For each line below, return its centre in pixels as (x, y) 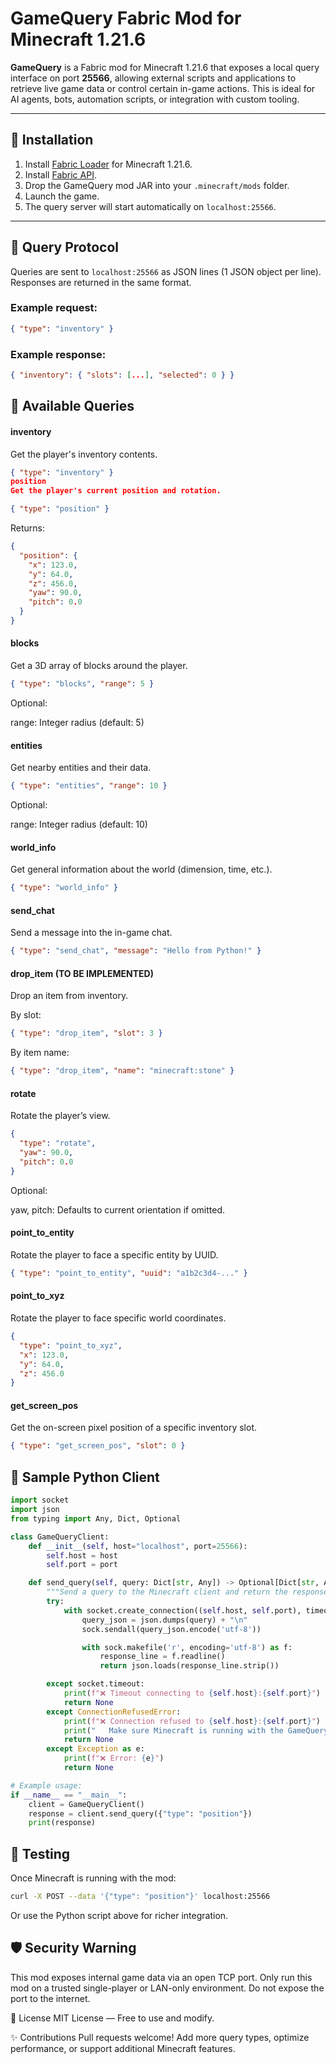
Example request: (54, 308)
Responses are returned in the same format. (101, 282)
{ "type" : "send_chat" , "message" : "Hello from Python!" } (136, 951)
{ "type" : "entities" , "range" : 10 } (89, 786)
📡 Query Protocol (64, 247)
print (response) (62, 1823)
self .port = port (82, 1565)
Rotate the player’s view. (60, 1116)
